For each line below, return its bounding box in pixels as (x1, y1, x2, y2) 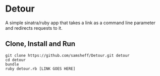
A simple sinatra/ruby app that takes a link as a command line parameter (5, 20, 155, 26)
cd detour (5, 57, 26, 62)
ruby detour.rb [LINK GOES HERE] (5, 66, 76, 71)
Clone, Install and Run (5, 40, 76, 48)
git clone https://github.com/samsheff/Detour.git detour (5, 53, 130, 58)
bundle (5, 61, 19, 67)
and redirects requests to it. (5, 25, 63, 31)
